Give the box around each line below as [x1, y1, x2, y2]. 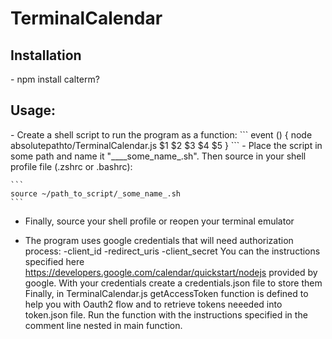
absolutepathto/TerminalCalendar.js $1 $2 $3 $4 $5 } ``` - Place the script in [10, 139, 323, 151]
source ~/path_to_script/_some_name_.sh [10, 188, 182, 199]
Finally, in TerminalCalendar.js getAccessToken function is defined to [24, 287, 309, 299]
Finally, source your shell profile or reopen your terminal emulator [24, 215, 295, 227]
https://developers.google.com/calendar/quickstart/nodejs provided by [24, 266, 318, 278]
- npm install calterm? [10, 73, 100, 85]
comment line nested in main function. [24, 319, 183, 331]
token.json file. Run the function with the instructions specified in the [24, 308, 308, 321]
